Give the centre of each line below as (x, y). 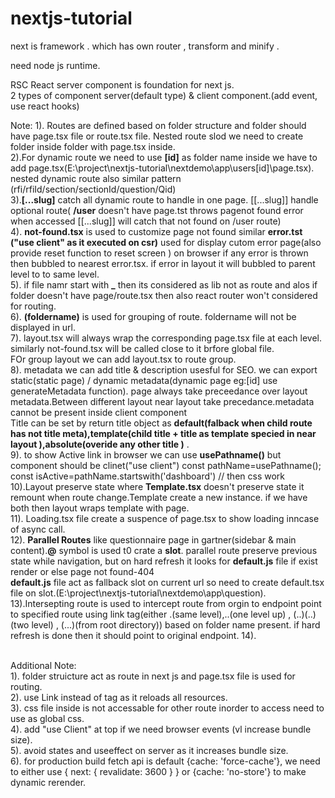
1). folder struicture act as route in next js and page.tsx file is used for (153, 676)
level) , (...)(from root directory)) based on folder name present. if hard (176, 624)
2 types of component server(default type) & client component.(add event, (164, 95)
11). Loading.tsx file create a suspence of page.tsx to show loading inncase (165, 518)
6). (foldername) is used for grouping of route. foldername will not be (153, 316)
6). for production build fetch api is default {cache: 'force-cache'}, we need (165, 761)
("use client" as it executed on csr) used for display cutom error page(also (166, 242)
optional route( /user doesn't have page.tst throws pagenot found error (157, 210)
